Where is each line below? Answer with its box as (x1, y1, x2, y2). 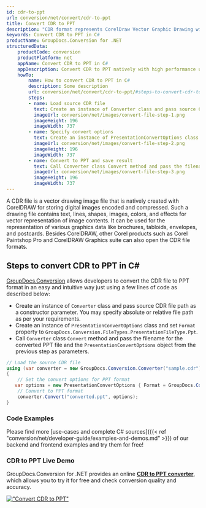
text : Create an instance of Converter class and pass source (33, 106, 196, 112)
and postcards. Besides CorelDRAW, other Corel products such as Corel (6, 230, 188, 237)
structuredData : (6, 44, 48, 50)
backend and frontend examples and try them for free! (6, 440, 144, 448)
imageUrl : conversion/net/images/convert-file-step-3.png (33, 169, 185, 175)
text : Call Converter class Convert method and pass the (33, 163, 183, 170)
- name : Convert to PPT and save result (28, 157, 133, 163)
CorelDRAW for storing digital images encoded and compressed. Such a (6, 203, 189, 211)
